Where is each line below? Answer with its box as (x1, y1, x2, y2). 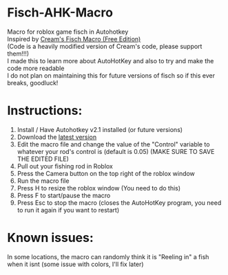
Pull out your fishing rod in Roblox (17, 162, 114, 170)
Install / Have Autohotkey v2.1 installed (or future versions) (17, 125, 183, 133)
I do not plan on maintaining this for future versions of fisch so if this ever (7, 71, 216, 80)
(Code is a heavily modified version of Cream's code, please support (7, 42, 203, 50)
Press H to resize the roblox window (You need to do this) (17, 184, 181, 192)
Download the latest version (17, 133, 97, 141)
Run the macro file (17, 177, 70, 185)
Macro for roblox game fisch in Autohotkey (7, 27, 129, 36)
